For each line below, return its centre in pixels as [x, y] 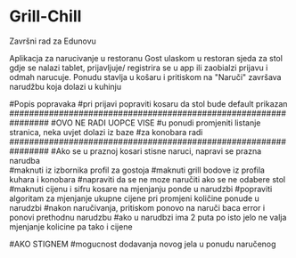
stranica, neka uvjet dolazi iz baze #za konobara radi [106, 132]
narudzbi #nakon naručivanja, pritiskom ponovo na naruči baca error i [137, 207]
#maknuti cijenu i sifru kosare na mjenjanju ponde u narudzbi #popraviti [141, 189]
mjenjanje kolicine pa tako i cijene [71, 226]
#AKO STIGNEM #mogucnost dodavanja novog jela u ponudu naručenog [143, 244]
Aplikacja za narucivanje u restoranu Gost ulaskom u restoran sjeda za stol [146, 58]
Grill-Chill [45, 16]
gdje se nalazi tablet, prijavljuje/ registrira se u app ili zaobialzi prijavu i [139, 68]
